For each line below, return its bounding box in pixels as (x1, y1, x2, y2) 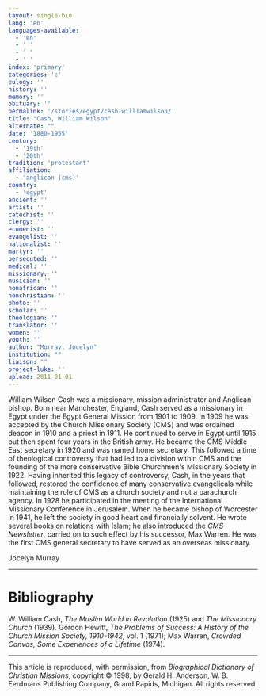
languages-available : (8, 26, 80, 34)
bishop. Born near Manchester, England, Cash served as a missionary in (8, 403, 243, 412)
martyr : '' (8, 247, 44, 255)
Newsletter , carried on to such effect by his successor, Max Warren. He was (8, 529, 257, 539)
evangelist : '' (8, 233, 59, 241)
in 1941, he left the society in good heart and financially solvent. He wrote (8, 512, 247, 522)
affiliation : (8, 166, 51, 174)
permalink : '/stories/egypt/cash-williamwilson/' (8, 108, 176, 116)
